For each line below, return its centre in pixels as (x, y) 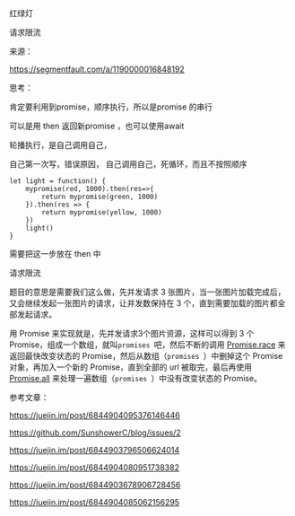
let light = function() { (57, 181)
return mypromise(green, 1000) (100, 197)
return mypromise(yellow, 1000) (102, 213)
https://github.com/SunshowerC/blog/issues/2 (95, 433)
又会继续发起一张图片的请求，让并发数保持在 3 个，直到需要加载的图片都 (143, 303)
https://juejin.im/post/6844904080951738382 (94, 468)
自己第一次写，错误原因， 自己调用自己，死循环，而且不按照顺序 (128, 164)
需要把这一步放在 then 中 (55, 254)
